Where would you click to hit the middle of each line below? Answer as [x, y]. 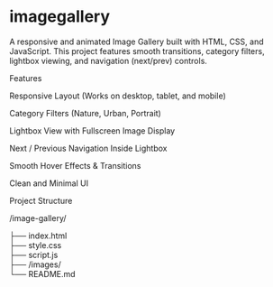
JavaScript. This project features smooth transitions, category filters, [137, 51]
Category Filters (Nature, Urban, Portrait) [86, 113]
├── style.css [36, 245]
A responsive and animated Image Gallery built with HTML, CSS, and [136, 42]
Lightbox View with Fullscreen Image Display [92, 130]
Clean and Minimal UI [49, 183]
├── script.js [34, 255]
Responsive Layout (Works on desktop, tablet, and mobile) [118, 96]
